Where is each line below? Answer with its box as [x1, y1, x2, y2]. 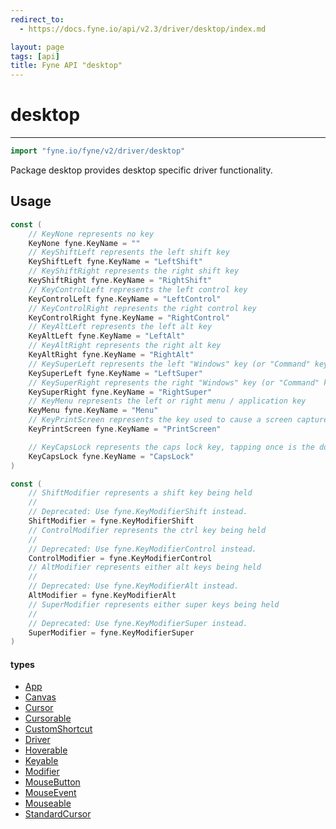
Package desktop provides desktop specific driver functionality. [10, 164, 273, 176]
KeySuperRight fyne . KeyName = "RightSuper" [28, 387, 213, 397]
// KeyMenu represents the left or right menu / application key [28, 396, 307, 406]
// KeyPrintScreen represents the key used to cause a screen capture [28, 415, 329, 425]
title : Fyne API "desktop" [10, 61, 123, 71]
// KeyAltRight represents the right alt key [28, 341, 222, 351]
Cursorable [24, 712, 72, 725]
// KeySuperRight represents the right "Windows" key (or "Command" [28, 377, 320, 388]
